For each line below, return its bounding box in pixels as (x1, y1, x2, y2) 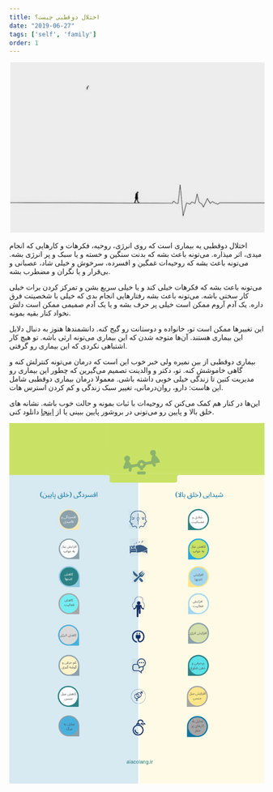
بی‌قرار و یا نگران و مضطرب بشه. (9, 266, 111, 276)
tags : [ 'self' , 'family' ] (9, 30, 96, 38)
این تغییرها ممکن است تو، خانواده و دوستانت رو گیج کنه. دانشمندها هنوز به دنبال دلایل (9, 323, 264, 333)
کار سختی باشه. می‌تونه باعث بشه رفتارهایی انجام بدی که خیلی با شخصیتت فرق (9, 290, 250, 300)
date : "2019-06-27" (9, 21, 75, 30)
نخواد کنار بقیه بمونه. (9, 308, 71, 318)
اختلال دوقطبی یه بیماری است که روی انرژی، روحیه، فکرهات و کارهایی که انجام (9, 240, 248, 250)
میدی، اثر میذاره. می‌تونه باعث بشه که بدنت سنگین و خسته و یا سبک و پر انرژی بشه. (9, 249, 262, 259)
